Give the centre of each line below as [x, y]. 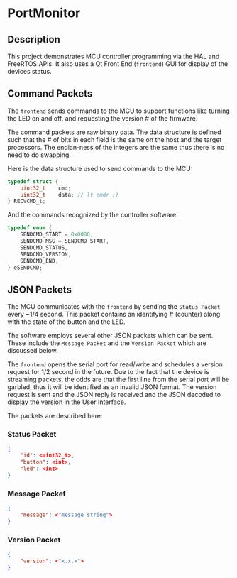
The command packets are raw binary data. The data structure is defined [114, 132]
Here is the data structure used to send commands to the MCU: [100, 168]
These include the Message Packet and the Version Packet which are [107, 343]
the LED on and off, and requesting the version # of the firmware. [103, 118]
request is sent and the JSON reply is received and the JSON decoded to [114, 395]
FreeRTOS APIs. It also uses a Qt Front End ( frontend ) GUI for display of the [118, 64]
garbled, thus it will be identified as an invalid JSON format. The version [112, 387]
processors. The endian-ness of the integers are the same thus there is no [116, 147]
